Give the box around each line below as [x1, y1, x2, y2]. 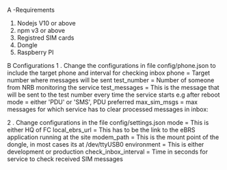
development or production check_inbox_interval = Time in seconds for [7, 147, 209, 156]
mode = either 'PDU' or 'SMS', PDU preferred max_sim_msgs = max [7, 98, 198, 106]
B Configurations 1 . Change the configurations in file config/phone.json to [7, 62, 217, 69]
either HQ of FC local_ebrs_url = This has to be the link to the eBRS [7, 126, 196, 134]
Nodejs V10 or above [16, 19, 77, 27]
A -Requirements [7, 6, 55, 14]
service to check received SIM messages [7, 155, 123, 163]
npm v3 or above [16, 27, 66, 34]
